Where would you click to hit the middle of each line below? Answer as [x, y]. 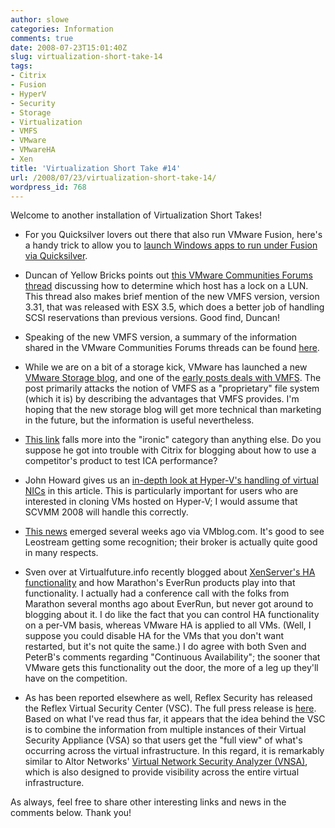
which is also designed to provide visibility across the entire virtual [162, 772]
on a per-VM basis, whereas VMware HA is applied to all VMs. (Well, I [168, 625]
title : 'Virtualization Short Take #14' [96, 168]
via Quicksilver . [56, 256]
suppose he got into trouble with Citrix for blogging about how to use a [170, 450]
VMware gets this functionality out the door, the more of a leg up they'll [171, 668]
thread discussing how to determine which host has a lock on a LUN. [166, 286]
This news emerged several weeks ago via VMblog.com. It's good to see [174, 532]
